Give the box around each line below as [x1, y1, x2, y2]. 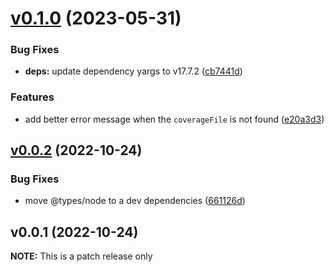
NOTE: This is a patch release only [10, 250, 153, 262]
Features [10, 90, 55, 104]
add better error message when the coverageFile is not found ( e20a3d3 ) [24, 113, 325, 125]
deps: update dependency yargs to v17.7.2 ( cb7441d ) [24, 65, 243, 77]
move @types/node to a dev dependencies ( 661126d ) [24, 195, 246, 207]
